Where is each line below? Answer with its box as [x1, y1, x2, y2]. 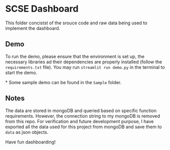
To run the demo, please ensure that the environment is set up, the [5, 53, 145, 59]
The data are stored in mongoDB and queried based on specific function [5, 107, 157, 114]
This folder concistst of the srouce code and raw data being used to [5, 20, 148, 26]
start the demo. [5, 69, 38, 76]
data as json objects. [5, 129, 49, 135]
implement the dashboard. [5, 25, 60, 31]
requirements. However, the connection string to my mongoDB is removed [5, 113, 160, 119]
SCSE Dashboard [5, 3, 79, 15]
